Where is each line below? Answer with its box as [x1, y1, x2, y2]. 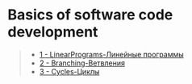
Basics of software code [7, 6, 173, 24]
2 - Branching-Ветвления [39, 58, 126, 68]
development [7, 23, 98, 41]
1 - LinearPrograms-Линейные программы [39, 49, 185, 59]
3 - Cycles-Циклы [39, 66, 100, 76]
